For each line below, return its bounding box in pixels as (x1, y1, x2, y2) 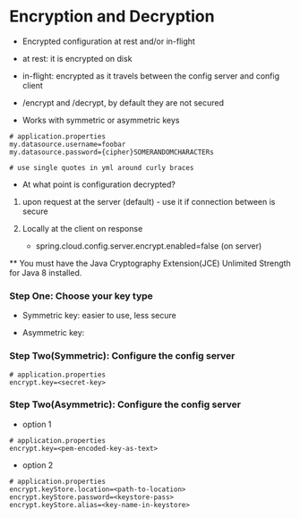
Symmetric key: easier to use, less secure (21, 310, 176, 321)
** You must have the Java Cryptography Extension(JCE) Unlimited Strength (9, 258, 291, 268)
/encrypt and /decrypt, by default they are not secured (21, 97, 225, 108)
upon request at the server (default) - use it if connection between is (21, 196, 276, 207)
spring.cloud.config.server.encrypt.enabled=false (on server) (35, 240, 262, 251)
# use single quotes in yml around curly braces (9, 163, 194, 172)
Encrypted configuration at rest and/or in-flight (21, 36, 195, 47)
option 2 (21, 459, 54, 471)
